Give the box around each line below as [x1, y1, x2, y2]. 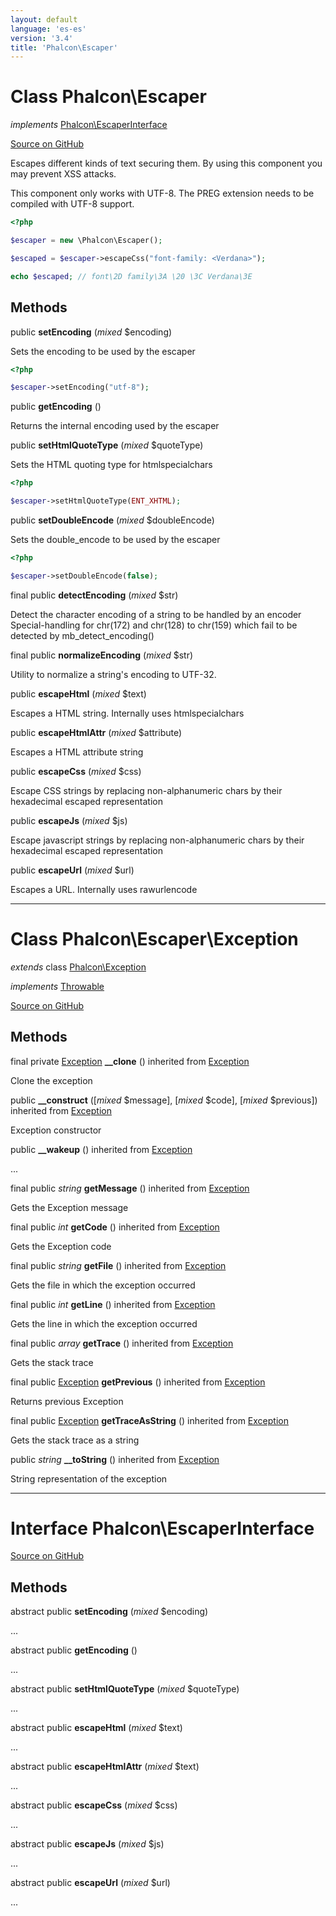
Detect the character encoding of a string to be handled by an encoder [10, 608, 302, 620]
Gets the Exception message [10, 1201, 129, 1213]
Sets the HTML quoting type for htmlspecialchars [10, 459, 213, 471]
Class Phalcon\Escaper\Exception [10, 927, 299, 950]
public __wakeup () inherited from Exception [10, 1143, 193, 1155]
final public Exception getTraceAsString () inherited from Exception [10, 1414, 289, 1426]
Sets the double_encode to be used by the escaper [10, 534, 221, 545]
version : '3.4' [10, 33, 74, 43]
